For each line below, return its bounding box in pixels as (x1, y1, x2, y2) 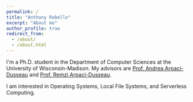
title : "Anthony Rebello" (6, 14, 71, 20)
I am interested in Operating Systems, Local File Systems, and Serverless (6, 82, 187, 89)
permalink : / (6, 8, 39, 15)
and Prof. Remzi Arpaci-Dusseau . (29, 71, 112, 78)
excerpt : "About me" (6, 20, 58, 26)
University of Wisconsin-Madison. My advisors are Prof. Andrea (6, 64, 164, 72)
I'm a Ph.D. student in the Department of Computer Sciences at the (6, 58, 171, 66)
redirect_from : (6, 31, 44, 37)
